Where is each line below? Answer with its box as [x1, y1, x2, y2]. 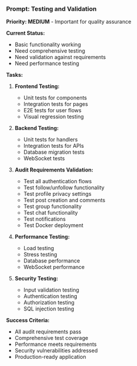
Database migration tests [23, 148, 84, 156]
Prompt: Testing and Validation [6, 5, 97, 13]
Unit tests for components [23, 94, 87, 102]
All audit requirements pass [14, 328, 81, 335]
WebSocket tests [23, 155, 65, 162]
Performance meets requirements [14, 341, 97, 348]
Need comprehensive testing [14, 47, 86, 54]
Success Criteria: [6, 317, 50, 324]
